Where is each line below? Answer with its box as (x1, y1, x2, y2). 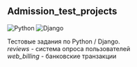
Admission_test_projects (7, 6, 118, 17)
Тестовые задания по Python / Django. (7, 37, 120, 46)
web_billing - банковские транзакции (7, 52, 117, 60)
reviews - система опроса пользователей (7, 44, 131, 52)
